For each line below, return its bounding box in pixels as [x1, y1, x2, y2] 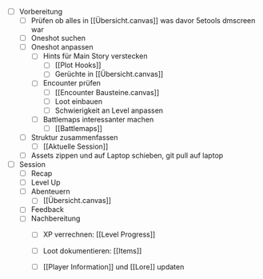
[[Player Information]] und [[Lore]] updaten [42, 261, 185, 271]
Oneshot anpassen [30, 42, 94, 52]
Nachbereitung [30, 213, 81, 223]
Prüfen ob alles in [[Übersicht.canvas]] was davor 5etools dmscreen [30, 16, 256, 26]
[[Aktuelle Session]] [42, 141, 109, 151]
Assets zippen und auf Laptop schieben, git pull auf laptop [30, 150, 224, 160]
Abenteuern [30, 187, 71, 197]
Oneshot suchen [30, 34, 86, 43]
